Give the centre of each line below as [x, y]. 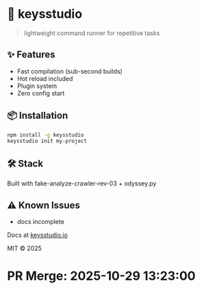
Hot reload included [45, 78]
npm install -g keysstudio [46, 135]
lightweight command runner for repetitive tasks [92, 33]
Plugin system [37, 86]
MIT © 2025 [25, 248]
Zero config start [41, 93]
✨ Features [31, 55]
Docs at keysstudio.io [38, 235]
